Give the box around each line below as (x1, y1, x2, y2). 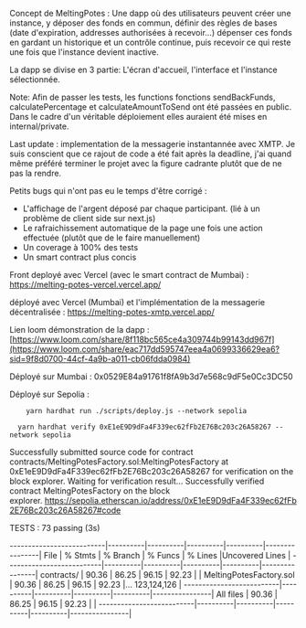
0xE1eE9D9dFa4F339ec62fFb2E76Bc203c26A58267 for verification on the (9, 466, 294, 476)
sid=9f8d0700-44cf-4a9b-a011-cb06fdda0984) (9, 354, 191, 364)
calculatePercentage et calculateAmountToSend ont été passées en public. (9, 101, 292, 112)
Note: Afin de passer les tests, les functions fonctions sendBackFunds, (9, 91, 276, 102)
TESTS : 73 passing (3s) (9, 523, 100, 533)
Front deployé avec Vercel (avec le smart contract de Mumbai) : (9, 270, 249, 280)
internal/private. (9, 121, 69, 132)
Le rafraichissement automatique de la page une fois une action (22, 223, 263, 233)
